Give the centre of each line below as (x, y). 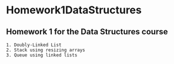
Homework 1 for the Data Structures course (87, 32)
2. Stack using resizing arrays (46, 50)
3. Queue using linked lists (42, 55)
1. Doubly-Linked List (34, 45)
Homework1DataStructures (74, 10)
